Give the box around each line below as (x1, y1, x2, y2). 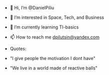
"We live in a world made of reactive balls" (9, 65, 97, 71)
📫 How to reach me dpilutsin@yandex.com (9, 34, 100, 40)
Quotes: (9, 45, 26, 51)
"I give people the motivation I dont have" (9, 55, 96, 61)
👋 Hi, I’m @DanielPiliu (9, 5, 54, 10)
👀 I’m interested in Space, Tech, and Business (9, 14, 104, 20)
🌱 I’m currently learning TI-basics (9, 24, 79, 30)
